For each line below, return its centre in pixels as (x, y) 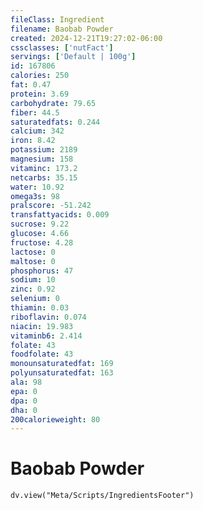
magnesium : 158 (42, 159)
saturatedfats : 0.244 (55, 122)
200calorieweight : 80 (55, 419)
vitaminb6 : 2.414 (46, 336)
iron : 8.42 (33, 141)
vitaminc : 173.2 (44, 168)
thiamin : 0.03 (40, 308)
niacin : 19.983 (42, 326)
